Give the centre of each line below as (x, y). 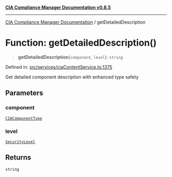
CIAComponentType (24, 118)
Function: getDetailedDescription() (81, 43)
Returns (18, 158)
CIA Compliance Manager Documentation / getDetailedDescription (76, 22)
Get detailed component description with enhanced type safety (72, 77)
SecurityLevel (20, 142)
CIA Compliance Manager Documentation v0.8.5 (58, 7)
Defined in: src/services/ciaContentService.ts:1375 (59, 67)
